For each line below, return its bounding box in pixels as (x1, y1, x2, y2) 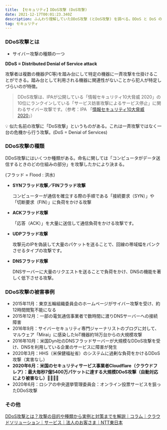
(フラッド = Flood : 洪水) (5, 172, 56, 178)
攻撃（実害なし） (12, 357, 48, 362)
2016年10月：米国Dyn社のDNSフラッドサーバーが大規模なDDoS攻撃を (12, 338, 157, 344)
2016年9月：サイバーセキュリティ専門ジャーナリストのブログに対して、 (12, 326, 160, 332)
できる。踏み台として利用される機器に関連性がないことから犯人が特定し (13, 77, 162, 83)
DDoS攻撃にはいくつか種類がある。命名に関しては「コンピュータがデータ (5, 155, 156, 161)
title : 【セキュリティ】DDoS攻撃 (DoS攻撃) (5, 7, 87, 12)
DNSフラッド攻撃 (12, 258, 48, 264)
